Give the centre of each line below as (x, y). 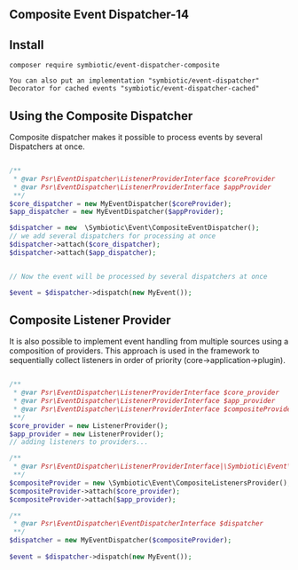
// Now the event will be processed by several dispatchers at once (138, 276)
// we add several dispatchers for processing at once (113, 236)
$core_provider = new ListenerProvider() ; (89, 425)
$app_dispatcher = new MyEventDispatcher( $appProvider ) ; (117, 212)
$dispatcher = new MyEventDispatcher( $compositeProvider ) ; (121, 541)
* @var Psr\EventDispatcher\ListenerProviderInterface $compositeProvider (154, 409)
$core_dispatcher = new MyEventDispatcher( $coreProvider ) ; (121, 203)
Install (27, 45)
